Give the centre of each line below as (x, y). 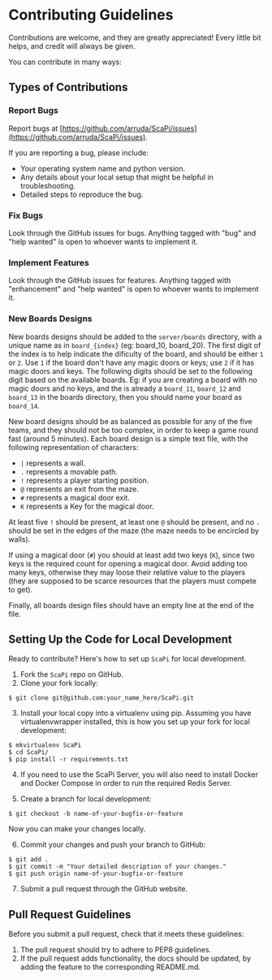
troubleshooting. (47, 185)
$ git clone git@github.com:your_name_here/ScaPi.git (101, 698)
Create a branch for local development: (86, 799)
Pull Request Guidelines (70, 915)
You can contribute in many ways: (65, 62)
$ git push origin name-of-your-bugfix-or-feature (96, 874)
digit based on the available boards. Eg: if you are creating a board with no (133, 379)
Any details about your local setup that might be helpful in (117, 177)
